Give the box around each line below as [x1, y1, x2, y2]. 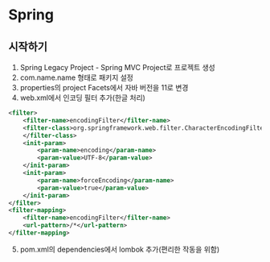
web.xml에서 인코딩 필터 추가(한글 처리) [19, 93, 146, 102]
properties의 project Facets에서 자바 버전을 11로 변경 [19, 83, 189, 92]
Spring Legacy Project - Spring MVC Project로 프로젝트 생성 [19, 63, 215, 72]
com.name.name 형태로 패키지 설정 [19, 73, 134, 82]
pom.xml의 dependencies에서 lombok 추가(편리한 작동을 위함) [19, 244, 220, 254]
